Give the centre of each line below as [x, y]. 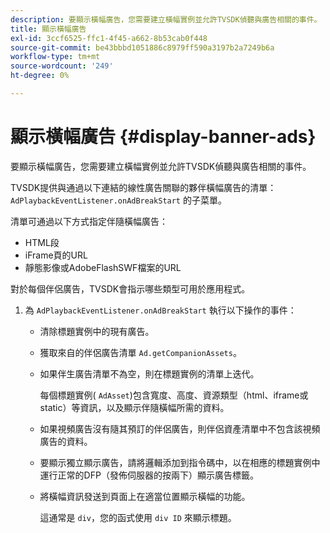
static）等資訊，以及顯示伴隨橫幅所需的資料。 [134, 407]
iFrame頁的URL [56, 255]
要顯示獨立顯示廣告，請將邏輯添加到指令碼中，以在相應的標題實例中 [180, 462]
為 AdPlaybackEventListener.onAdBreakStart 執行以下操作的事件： [160, 310]
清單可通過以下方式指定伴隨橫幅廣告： [89, 221]
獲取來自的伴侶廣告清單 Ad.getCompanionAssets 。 [140, 352]
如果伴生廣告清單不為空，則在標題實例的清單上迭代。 [149, 373]
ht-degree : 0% [40, 76]
